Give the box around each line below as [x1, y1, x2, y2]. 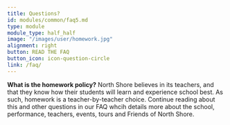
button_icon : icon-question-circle [7, 55, 110, 62]
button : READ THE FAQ [7, 49, 70, 56]
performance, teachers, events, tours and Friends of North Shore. [7, 110, 195, 118]
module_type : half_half [7, 29, 76, 37]
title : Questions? [7, 10, 60, 17]
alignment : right [7, 42, 57, 49]
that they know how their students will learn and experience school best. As [7, 88, 224, 96]
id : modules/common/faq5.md [7, 17, 89, 23]
